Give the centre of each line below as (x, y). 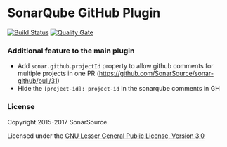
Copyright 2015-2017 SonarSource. (58, 122)
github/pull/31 (37, 81)
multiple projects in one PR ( (58, 73)
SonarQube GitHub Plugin (84, 13)
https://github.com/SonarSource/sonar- (156, 73)
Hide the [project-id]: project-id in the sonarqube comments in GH (118, 89)
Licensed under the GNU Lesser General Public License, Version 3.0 (106, 136)
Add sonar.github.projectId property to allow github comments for (116, 66)
